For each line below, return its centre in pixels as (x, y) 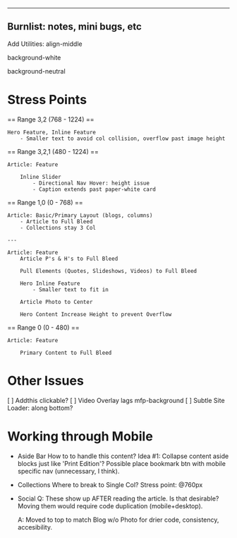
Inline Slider (41, 177)
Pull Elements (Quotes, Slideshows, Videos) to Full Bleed (109, 271)
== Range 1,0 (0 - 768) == (45, 202)
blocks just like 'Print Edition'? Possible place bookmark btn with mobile (121, 463)
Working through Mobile (80, 436)
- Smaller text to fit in (71, 290)
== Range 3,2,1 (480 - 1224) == (53, 151)
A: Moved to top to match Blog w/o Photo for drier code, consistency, (118, 520)
